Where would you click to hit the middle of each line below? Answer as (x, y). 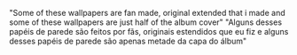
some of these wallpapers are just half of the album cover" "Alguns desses (145, 22)
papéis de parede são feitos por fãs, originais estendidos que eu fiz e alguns (149, 31)
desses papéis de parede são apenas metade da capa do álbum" (128, 41)
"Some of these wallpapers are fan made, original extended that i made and (147, 13)
